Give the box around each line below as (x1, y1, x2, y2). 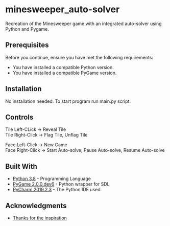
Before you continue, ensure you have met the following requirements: (5, 54, 154, 60)
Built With (5, 162, 37, 171)
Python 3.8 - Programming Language (12, 175, 91, 182)
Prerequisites (5, 41, 49, 50)
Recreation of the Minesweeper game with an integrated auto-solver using (5, 20, 162, 27)
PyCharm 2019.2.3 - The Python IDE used (12, 187, 101, 193)
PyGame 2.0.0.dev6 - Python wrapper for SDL (12, 181, 110, 187)
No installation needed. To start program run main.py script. (5, 98, 131, 104)
